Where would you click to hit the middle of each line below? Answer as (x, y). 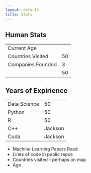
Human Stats (26, 35)
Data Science (23, 104)
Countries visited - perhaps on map (49, 160)
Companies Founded (32, 65)
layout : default (22, 10)
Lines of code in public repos (42, 154)
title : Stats (19, 15)
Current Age (22, 48)
